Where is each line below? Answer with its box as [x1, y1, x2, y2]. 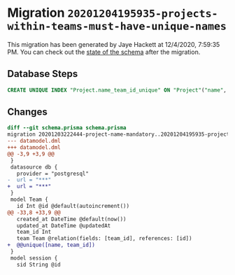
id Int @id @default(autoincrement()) [16, 202, 130, 209]
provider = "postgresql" [16, 170, 90, 177]
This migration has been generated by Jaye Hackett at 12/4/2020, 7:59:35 [7, 40, 220, 48]
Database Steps [7, 68, 78, 80]
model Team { [10, 196, 49, 204]
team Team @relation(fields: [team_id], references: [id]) [16, 235, 192, 242]
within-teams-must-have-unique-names [7, 20, 227, 33]
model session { [10, 254, 58, 262]
